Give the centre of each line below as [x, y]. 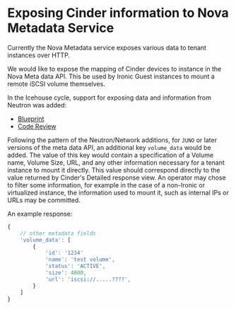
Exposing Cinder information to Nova [118, 13]
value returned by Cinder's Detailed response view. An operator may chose [117, 177]
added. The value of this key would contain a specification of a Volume [111, 155]
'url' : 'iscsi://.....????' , [88, 279]
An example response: [40, 214]
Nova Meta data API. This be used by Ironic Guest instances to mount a [111, 76]
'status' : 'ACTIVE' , [75, 267]
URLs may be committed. [44, 200]
